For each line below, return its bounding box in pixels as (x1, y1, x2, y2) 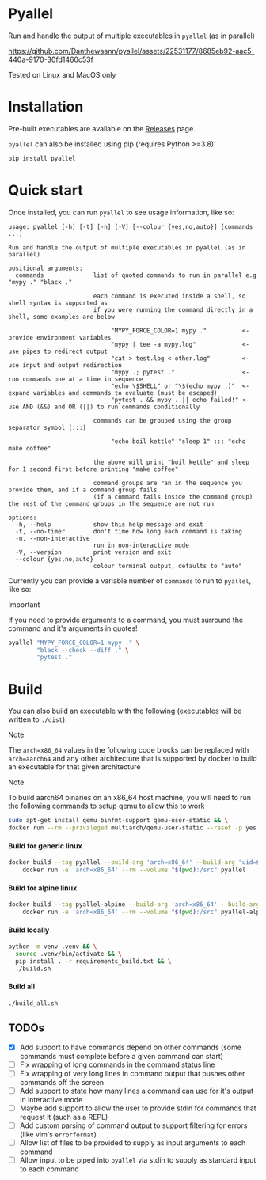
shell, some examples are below (8, 313, 115, 321)
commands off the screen (19, 1077, 104, 1087)
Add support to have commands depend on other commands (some (19, 1042, 241, 1052)
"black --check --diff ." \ (36, 646, 129, 654)
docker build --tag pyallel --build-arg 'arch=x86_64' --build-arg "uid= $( (8, 859, 264, 867)
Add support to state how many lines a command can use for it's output (19, 1086, 254, 1095)
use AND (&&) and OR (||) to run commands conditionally (8, 403, 200, 411)
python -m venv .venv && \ (8, 943, 97, 950)
